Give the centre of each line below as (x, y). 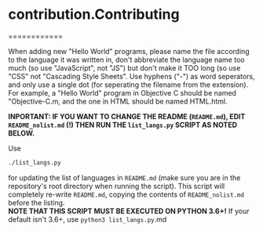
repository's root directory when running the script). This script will (117, 186)
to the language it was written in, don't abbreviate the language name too (126, 60)
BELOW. (22, 133)
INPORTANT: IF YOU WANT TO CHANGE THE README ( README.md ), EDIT (127, 116)
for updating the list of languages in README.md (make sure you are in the (124, 177)
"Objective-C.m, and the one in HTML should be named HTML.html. (118, 101)
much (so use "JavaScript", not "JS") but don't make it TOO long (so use (124, 67)
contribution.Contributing (94, 14)
